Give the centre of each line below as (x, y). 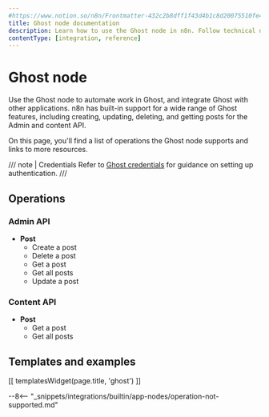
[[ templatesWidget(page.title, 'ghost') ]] (75, 380)
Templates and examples (72, 361)
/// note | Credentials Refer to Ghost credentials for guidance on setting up (131, 165)
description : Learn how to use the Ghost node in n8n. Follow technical (132, 30)
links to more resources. (48, 150)
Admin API (29, 221)
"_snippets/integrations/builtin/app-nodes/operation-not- (125, 396)
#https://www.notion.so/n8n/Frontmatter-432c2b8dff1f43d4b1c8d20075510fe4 (136, 16)
